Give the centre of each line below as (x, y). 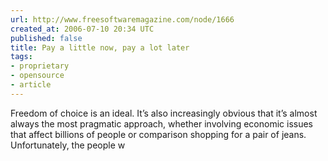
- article (31, 85)
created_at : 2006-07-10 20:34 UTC (82, 29)
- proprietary (40, 66)
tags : (21, 57)
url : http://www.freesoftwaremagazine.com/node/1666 (122, 19)
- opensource (37, 76)
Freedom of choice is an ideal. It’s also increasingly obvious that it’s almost (164, 113)
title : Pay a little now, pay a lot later (100, 47)
